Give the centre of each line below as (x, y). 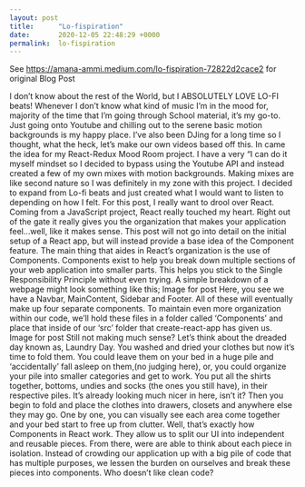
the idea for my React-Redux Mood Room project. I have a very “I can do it (148, 154)
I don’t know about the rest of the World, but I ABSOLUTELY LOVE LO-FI (144, 96)
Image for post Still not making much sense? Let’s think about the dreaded (148, 338)
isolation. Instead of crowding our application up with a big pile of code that (151, 453)
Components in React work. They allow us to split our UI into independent (147, 434)
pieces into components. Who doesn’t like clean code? (112, 472)
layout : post (34, 18)
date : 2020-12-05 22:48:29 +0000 (85, 35)
